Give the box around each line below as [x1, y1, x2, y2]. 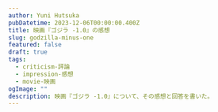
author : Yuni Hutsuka [8, 11, 80, 20]
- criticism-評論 [15, 63, 71, 71]
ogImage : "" [8, 84, 48, 93]
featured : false [8, 41, 62, 49]
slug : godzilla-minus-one [8, 33, 94, 42]
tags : [8, 56, 26, 64]
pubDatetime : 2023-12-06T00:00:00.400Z [8, 19, 140, 27]
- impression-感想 [15, 70, 74, 78]
